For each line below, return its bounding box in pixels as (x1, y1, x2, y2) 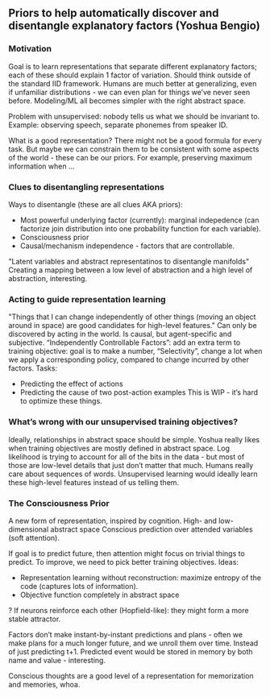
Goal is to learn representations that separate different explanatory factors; (8, 61, 257, 71)
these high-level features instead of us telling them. (8, 477, 180, 487)
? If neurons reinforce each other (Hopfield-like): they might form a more (8, 605, 249, 615)
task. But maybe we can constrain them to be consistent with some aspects (8, 144, 260, 154)
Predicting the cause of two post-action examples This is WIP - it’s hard (19, 388, 259, 397)
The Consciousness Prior (8, 497, 110, 508)
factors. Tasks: (8, 363, 58, 373)
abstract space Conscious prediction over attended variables (50, 524, 253, 534)
